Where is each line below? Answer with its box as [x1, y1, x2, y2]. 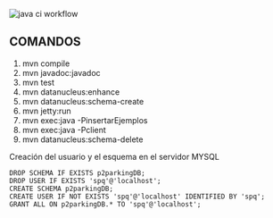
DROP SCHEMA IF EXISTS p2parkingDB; [9, 168, 145, 178]
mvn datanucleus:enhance [21, 86, 120, 97]
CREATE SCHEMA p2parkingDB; [9, 184, 114, 193]
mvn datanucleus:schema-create [21, 96, 145, 106]
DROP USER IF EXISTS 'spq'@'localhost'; [9, 176, 162, 185]
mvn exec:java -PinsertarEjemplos [21, 114, 149, 125]
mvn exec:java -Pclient [21, 124, 107, 135]
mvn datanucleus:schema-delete [21, 134, 144, 145]
